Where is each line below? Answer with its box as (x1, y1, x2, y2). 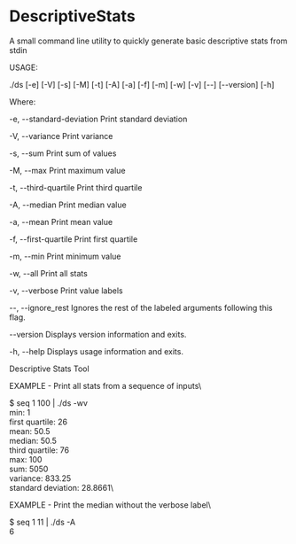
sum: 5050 (9, 463, 49, 474)
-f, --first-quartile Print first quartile (9, 233, 138, 245)
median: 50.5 (9, 435, 58, 446)
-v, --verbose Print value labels (9, 285, 123, 296)
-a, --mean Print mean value (9, 216, 113, 227)
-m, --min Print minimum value (9, 251, 121, 261)
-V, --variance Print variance (9, 130, 113, 141)
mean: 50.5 (9, 425, 51, 436)
